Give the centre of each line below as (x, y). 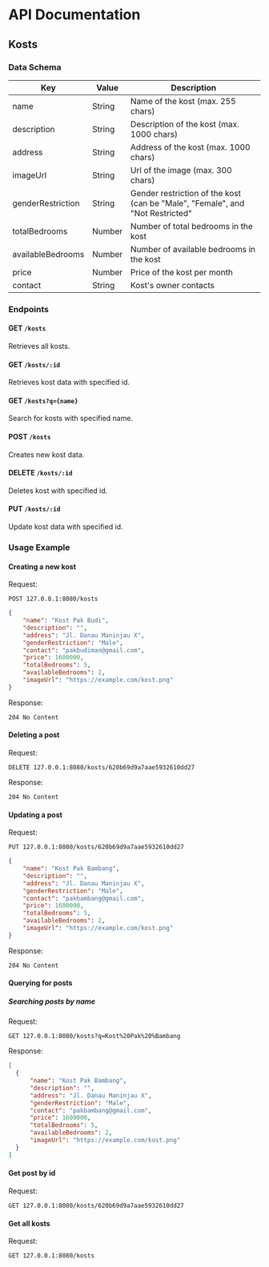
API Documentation (74, 15)
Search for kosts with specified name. (71, 419)
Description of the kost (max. (185, 124)
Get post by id (32, 1173)
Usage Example (39, 547)
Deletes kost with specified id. (58, 491)
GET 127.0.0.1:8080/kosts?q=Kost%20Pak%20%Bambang (94, 1036)
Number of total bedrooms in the (192, 226)
